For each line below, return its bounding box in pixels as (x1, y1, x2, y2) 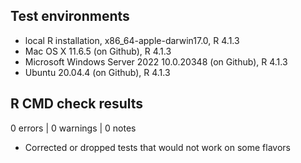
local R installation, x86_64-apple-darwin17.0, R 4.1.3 (24, 34, 240, 46)
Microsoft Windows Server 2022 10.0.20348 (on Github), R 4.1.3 (24, 55, 288, 68)
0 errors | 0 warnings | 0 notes (10, 122, 137, 134)
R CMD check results (10, 95, 144, 113)
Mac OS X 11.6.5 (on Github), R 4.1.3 (24, 45, 172, 57)
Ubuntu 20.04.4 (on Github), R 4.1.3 (24, 66, 171, 78)
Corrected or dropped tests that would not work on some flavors (24, 141, 291, 153)
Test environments (10, 8, 130, 25)
